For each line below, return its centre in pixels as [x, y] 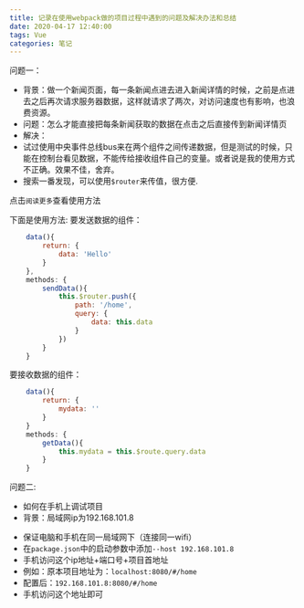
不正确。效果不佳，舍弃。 [71, 170]
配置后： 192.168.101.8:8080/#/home [90, 583]
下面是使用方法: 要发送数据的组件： [76, 220]
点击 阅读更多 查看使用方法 [55, 201]
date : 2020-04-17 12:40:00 [61, 26]
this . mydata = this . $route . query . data [132, 451]
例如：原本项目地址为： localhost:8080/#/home [110, 571]
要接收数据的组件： [46, 374]
